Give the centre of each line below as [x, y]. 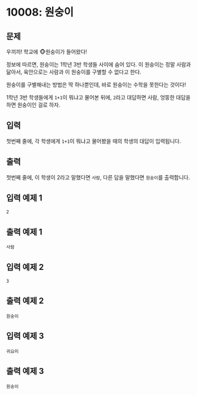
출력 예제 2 [25, 301]
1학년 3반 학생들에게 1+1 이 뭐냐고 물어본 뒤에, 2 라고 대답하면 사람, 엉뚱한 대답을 [98, 97]
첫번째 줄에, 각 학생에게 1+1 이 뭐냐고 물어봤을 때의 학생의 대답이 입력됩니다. [94, 141]
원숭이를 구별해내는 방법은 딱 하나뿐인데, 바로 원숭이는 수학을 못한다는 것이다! [96, 85]
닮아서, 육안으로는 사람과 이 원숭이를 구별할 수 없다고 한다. [74, 72]
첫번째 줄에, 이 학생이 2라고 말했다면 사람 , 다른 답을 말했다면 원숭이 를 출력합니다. [98, 177]
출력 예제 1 [24, 232]
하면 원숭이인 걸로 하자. [33, 105]
